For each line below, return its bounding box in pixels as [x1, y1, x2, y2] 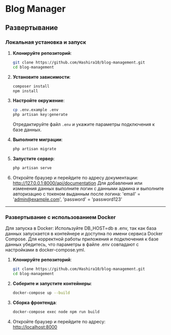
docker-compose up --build [12, 290, 70, 295]
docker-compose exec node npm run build [12, 309, 100, 314]
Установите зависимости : [12, 74, 71, 80]
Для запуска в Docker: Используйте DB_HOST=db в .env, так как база [5, 225, 157, 231]
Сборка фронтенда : [12, 299, 57, 306]
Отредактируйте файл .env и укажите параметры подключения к [12, 121, 155, 128]
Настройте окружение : [12, 98, 65, 104]
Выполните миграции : [12, 137, 63, 143]
